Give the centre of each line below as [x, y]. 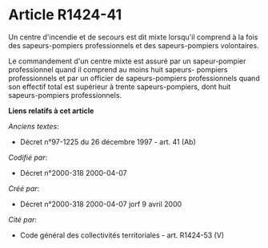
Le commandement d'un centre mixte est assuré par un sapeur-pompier [127, 61]
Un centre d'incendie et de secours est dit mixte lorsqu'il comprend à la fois [133, 37]
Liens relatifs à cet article [51, 111]
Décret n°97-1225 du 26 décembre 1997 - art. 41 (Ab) [108, 141]
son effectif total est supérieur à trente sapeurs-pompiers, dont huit [120, 87]
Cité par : [23, 219]
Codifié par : [28, 157]
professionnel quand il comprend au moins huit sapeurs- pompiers [118, 69]
